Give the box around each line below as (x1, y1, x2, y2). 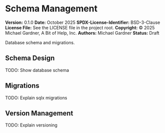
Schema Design (5, 54, 55, 63)
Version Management (5, 109, 73, 117)
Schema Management (5, 3, 98, 14)
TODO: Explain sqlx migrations (5, 95, 67, 101)
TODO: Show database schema (5, 67, 69, 73)
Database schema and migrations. (5, 39, 75, 45)
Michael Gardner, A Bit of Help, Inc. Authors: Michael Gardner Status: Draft (5, 30, 160, 36)
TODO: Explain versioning (5, 122, 58, 128)
